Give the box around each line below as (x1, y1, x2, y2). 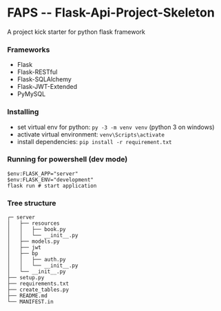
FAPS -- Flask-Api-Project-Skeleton (7, 5, 215, 21)
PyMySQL (17, 90, 46, 98)
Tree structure (7, 198, 56, 208)
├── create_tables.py (7, 286, 70, 294)
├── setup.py (7, 274, 45, 281)
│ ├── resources (7, 220, 60, 227)
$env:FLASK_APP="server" (7, 170, 78, 177)
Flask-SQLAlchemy (17, 75, 72, 83)
